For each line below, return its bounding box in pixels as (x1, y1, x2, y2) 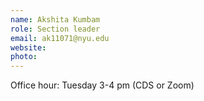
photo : (10, 52, 38, 62)
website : (10, 42, 47, 53)
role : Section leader (10, 24, 101, 34)
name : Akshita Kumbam (10, 14, 101, 25)
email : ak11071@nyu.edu (10, 33, 110, 43)
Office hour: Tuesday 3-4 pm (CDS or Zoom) (10, 79, 195, 91)
